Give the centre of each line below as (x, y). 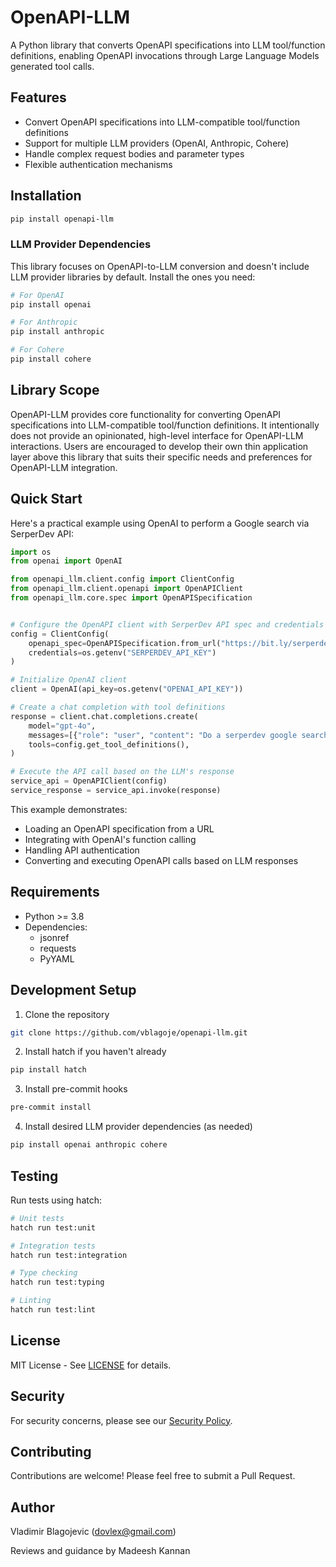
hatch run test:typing (57, 1282)
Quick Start (46, 499)
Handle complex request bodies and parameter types (134, 153)
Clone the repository (67, 1014)
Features (38, 97)
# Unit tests (37, 1218)
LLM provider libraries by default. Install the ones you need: (133, 277)
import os (31, 552)
